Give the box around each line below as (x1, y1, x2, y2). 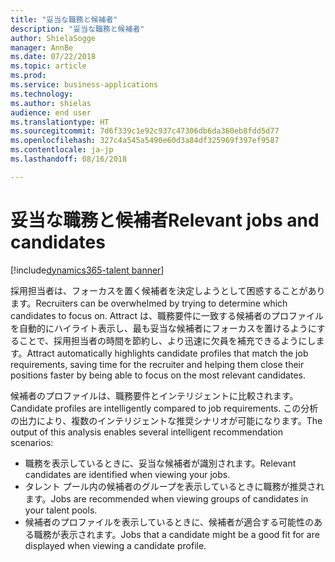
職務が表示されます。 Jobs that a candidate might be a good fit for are (33, 528, 320, 540)
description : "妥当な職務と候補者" (10, 24, 145, 34)
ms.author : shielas (10, 98, 92, 108)
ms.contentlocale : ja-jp (10, 145, 114, 155)
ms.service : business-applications (10, 80, 159, 90)
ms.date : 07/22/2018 (10, 52, 97, 62)
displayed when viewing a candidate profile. (24, 539, 207, 551)
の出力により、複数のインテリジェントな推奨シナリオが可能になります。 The (10, 414, 323, 426)
